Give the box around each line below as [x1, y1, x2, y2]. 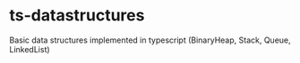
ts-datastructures [9, 5, 145, 26]
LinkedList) [9, 43, 51, 54]
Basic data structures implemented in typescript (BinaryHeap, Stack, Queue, [9, 35, 291, 45]
